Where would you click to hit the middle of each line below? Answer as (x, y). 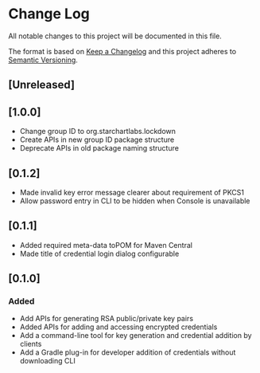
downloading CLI (47, 361)
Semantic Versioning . (43, 60)
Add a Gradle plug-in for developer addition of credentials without (128, 352)
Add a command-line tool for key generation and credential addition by (136, 336)
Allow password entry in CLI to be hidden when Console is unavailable (135, 201)
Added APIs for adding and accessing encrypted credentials (118, 327)
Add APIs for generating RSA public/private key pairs (106, 319)
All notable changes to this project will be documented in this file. (115, 36)
